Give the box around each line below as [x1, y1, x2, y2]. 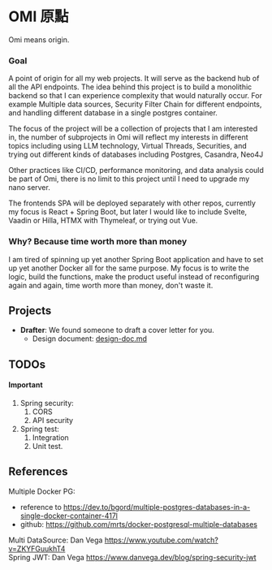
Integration [32, 432, 69, 443]
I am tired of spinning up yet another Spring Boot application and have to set [8, 254, 264, 264]
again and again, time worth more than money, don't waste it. [8, 280, 214, 290]
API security [32, 415, 74, 425]
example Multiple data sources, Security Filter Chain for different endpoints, [8, 99, 262, 110]
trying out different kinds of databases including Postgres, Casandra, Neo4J [8, 149, 264, 159]
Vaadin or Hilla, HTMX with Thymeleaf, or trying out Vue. [8, 216, 198, 226]
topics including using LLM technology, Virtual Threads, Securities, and [8, 141, 248, 151]
